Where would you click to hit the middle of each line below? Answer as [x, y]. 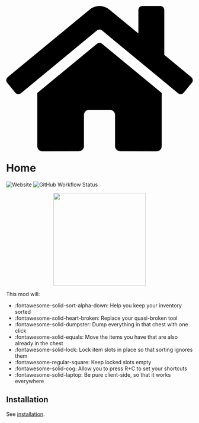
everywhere [29, 381]
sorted [23, 311]
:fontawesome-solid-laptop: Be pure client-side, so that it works [93, 374]
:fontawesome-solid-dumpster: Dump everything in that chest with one [101, 324]
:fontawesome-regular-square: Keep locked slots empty [83, 362]
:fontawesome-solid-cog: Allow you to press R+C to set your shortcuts [101, 368]
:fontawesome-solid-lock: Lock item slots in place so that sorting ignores [104, 349]
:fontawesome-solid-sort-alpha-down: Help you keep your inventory [98, 305]
